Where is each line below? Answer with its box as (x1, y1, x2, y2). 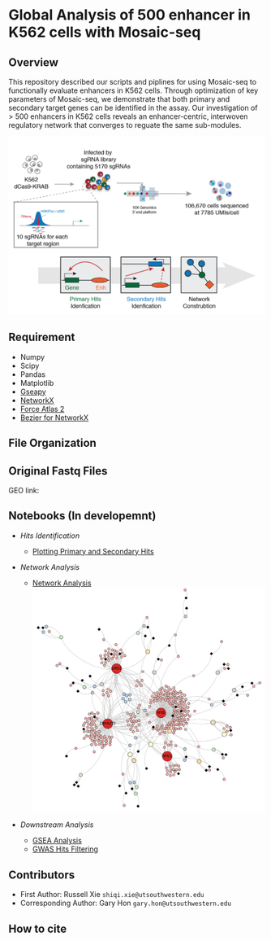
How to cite (8, 921, 67, 935)
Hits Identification (19, 531, 80, 541)
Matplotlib (19, 378, 54, 387)
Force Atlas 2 (19, 404, 65, 414)
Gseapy (19, 387, 46, 396)
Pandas (19, 369, 46, 379)
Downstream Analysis (19, 820, 94, 829)
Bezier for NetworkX (19, 413, 89, 422)
